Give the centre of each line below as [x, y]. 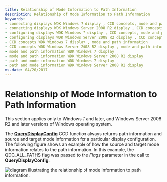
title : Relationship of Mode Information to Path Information [71, 10]
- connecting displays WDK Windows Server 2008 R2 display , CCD [74, 28]
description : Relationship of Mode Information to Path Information [78, 14]
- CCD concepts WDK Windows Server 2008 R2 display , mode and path [78, 47]
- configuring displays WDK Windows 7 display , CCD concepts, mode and [82, 33]
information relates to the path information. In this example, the [70, 149]
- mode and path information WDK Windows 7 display [60, 51]
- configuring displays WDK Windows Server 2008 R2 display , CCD [75, 38]
